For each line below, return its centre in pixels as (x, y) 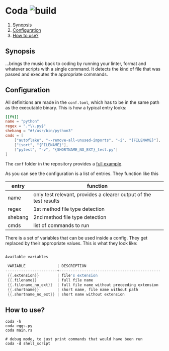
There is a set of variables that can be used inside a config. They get (76, 238)
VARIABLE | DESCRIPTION (47, 266)
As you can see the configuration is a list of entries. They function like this (82, 173)
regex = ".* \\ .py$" (26, 126)
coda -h (13, 322)
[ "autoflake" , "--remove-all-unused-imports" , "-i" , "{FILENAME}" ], (88, 140)
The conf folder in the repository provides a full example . (64, 164)
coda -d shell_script (28, 344)
